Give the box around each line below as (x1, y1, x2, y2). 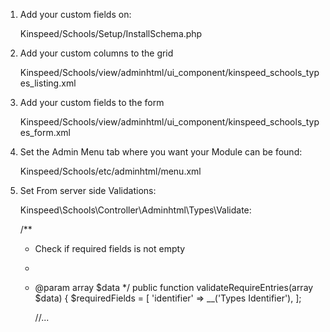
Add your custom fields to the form (19, 97, 165, 108)
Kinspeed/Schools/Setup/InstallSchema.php (19, 28, 203, 39)
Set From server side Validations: (19, 185, 157, 196)
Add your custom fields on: (19, 9, 132, 20)
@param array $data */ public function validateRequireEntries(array (34, 282, 314, 293)
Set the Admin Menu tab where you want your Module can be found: (19, 146, 303, 158)
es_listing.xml (19, 77, 77, 89)
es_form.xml (19, 127, 71, 138)
